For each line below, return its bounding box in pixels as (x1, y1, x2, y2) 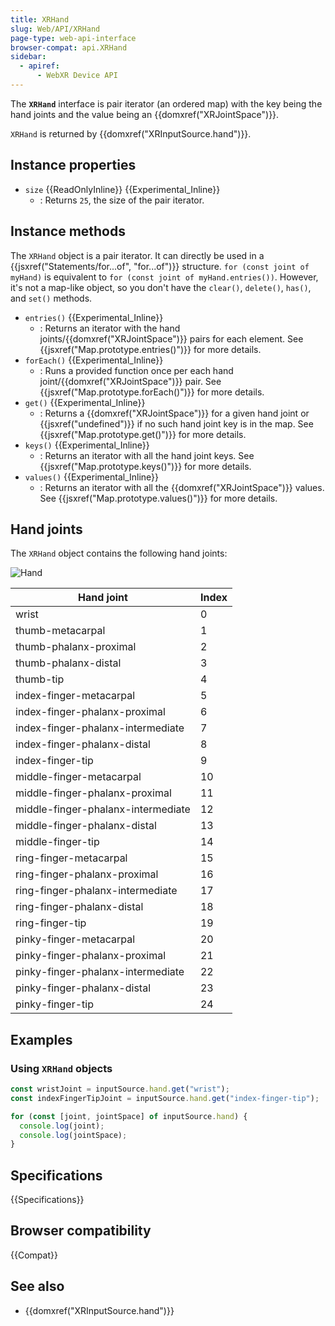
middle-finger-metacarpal (15, 770, 142, 784)
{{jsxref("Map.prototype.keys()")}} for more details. (39, 460, 252, 472)
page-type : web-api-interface (10, 33, 137, 43)
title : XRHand (10, 14, 70, 25)
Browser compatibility (10, 1222, 152, 1240)
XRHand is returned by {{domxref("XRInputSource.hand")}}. (10, 127, 252, 140)
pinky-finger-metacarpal (15, 932, 136, 946)
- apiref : (19, 61, 60, 71)
